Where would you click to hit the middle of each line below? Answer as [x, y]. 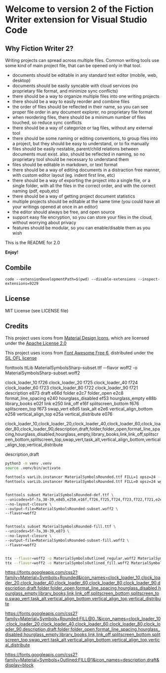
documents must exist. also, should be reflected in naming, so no [79, 154]
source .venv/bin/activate [33, 468]
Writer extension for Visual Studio [76, 20]
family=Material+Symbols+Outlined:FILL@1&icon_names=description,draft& [82, 660]
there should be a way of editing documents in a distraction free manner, [86, 170]
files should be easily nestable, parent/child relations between [75, 149]
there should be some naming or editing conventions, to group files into [85, 138]
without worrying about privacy [44, 222]
